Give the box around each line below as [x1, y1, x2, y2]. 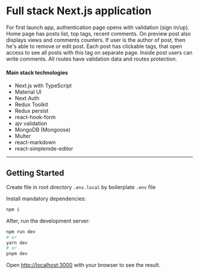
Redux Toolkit [14, 101, 49, 108]
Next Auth [14, 95, 40, 102]
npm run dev [6, 228, 36, 235]
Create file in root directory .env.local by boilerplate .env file [6, 183, 156, 190]
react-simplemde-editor [14, 145, 73, 152]
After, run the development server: [6, 217, 90, 224]
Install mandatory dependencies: [6, 195, 86, 202]
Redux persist [14, 107, 49, 114]
